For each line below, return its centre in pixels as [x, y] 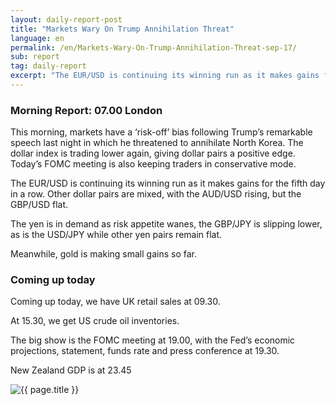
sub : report [35, 57]
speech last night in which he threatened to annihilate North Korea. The [157, 143]
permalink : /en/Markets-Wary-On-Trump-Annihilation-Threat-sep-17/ [154, 47]
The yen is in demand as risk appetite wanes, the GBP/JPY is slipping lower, [166, 224]
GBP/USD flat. [39, 205]
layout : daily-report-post [66, 19]
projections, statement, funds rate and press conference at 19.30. [145, 351]
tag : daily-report [48, 66]
